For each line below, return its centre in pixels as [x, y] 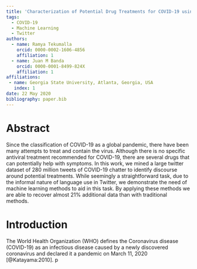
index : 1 [24, 88]
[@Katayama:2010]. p [32, 260]
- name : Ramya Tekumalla [42, 45]
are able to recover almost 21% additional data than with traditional [86, 194]
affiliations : [23, 77]
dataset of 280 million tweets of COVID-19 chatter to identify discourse [92, 170]
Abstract [28, 128]
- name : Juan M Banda [38, 61]
